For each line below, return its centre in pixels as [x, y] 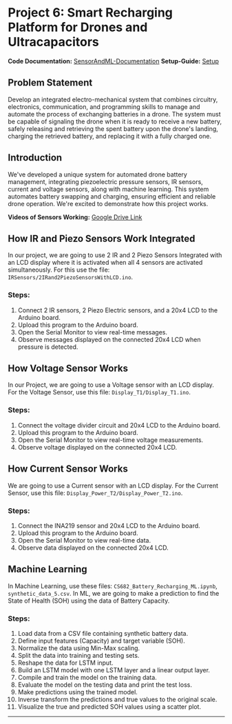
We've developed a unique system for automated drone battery [98, 174]
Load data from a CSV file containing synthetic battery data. [103, 633]
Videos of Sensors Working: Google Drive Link [75, 217]
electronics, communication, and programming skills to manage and [104, 107]
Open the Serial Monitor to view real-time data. [84, 540]
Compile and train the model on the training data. [87, 677]
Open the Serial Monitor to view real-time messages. [93, 332]
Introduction [35, 158]
